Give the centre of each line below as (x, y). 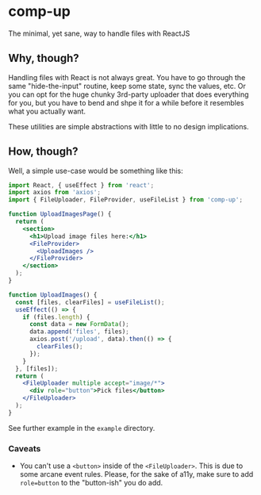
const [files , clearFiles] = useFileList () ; (90, 302)
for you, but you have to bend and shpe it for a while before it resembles (126, 102)
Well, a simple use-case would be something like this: (96, 171)
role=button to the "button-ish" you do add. (91, 483)
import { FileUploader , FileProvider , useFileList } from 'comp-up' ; (126, 200)
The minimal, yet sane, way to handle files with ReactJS (99, 33)
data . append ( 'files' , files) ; (79, 332)
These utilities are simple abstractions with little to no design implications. (129, 126)
